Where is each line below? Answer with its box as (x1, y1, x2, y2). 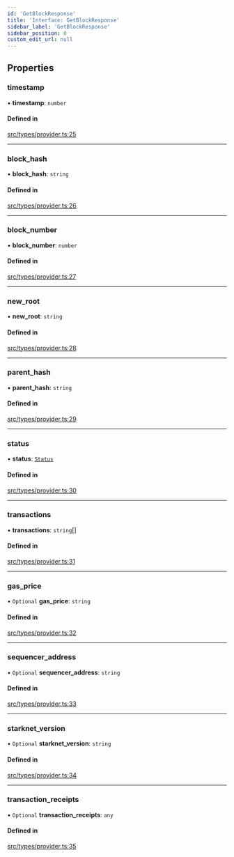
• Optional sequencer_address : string (7, 668, 120, 677)
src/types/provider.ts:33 (7, 700, 77, 708)
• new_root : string (7, 312, 63, 321)
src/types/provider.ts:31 (7, 557, 75, 566)
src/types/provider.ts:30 (7, 486, 77, 495)
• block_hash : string (7, 170, 69, 178)
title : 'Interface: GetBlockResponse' (7, 17, 120, 24)
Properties (7, 62, 54, 74)
